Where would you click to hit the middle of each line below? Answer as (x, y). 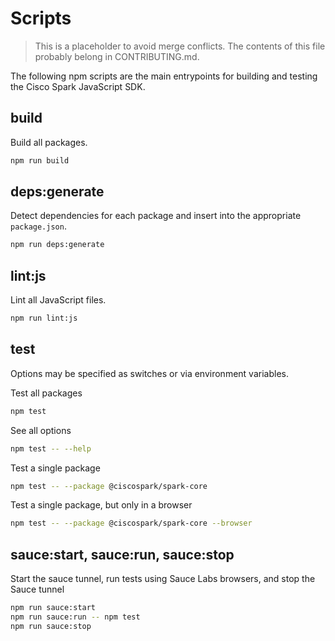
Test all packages (46, 393)
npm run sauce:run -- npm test (75, 617)
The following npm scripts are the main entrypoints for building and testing (164, 76)
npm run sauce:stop (51, 626)
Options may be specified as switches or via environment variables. (149, 373)
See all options (41, 430)
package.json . (38, 226)
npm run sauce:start (53, 608)
